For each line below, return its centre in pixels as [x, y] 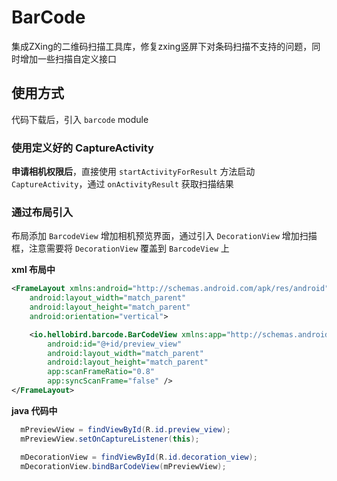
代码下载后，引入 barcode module [80, 119]
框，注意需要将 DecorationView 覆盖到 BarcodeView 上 [120, 248]
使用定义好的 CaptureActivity [82, 148]
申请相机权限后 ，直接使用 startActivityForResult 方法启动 [133, 172]
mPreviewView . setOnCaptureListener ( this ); [110, 439]
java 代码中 [34, 410]
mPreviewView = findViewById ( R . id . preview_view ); [125, 429]
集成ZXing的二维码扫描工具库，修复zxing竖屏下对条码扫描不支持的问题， [162, 46]
